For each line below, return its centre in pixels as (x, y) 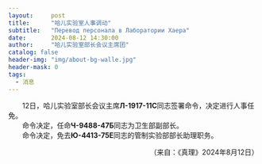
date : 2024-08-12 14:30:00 (64, 38)
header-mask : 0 (33, 67)
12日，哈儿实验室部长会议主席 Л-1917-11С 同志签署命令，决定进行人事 (135, 105)
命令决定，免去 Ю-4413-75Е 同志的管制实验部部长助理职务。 (120, 135)
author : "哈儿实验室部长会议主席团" (69, 45)
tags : (17, 74)
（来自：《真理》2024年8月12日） (204, 152)
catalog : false (33, 52)
